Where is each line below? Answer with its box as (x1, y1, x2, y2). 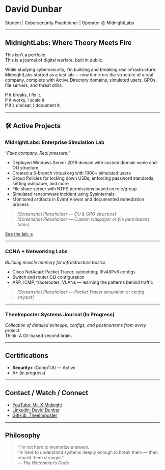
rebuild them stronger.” (17, 455, 64, 461)
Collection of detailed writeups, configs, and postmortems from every (5, 322, 146, 328)
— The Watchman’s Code (17, 460, 70, 466)
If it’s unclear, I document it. (5, 102, 61, 108)
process (12, 201, 29, 207)
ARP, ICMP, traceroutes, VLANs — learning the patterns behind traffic (12, 279, 153, 285)
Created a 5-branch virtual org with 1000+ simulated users (12, 170, 131, 176)
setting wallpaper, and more (12, 181, 69, 187)
